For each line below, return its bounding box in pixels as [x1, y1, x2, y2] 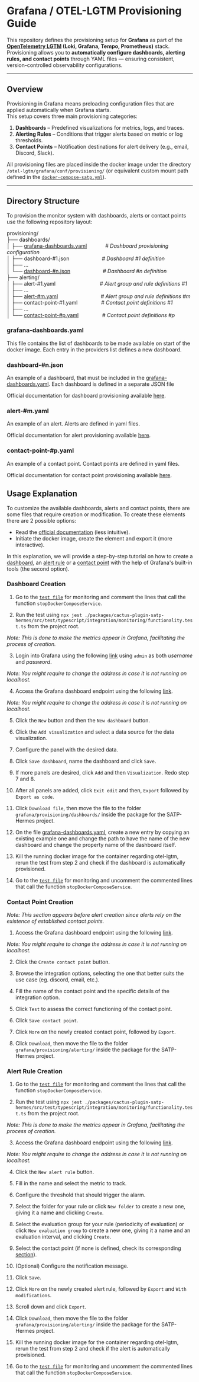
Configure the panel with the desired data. [15, 746, 119, 753]
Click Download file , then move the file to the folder [15, 804, 142, 811]
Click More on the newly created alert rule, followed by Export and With [15, 1285, 187, 1293]
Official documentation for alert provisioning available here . [6, 431, 151, 439]
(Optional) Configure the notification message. [15, 1262, 129, 1269]
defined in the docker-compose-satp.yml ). [6, 173, 106, 180]
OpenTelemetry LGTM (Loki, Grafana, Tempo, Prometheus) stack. [6, 43, 170, 50]
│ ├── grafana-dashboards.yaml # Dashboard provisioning [6, 242, 169, 249]
